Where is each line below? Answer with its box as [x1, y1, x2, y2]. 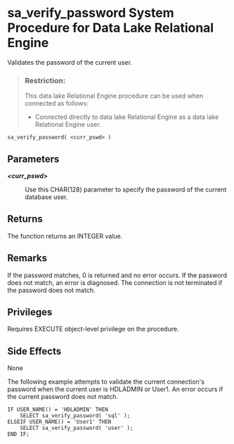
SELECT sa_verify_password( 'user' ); [20, 424, 134, 432]
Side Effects [7, 345, 62, 357]
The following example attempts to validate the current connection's [7, 378, 205, 386]
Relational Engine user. [34, 120, 101, 129]
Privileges [7, 306, 53, 318]
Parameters [7, 153, 60, 165]
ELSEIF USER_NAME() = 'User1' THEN [7, 419, 112, 426]
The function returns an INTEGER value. [7, 231, 123, 240]
